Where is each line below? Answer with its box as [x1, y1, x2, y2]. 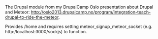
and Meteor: [5, 9, 30, 15]
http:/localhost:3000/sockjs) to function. [5, 29, 87, 34]
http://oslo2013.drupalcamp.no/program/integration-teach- [31, 9, 151, 15]
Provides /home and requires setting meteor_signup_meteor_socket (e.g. [5, 24, 153, 29]
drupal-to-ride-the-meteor [5, 14, 59, 20]
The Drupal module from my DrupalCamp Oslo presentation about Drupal [5, 4, 154, 10]
